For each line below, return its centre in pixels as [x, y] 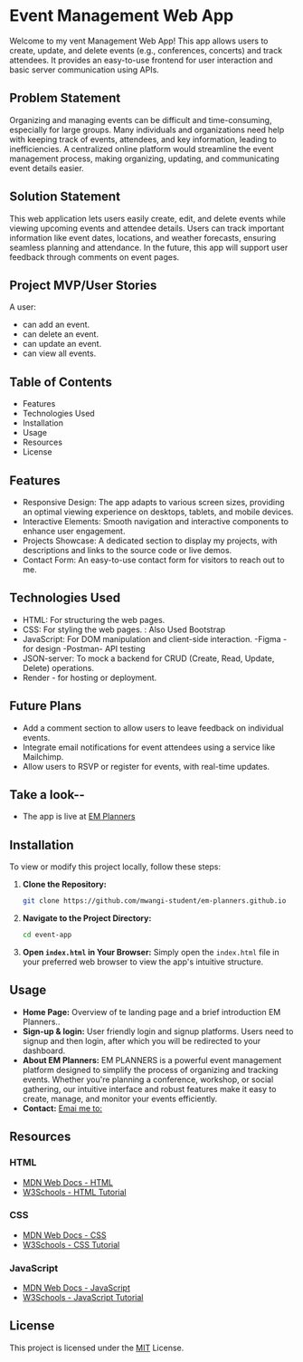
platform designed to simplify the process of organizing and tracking [150, 1069]
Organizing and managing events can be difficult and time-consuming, [141, 120]
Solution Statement [65, 197]
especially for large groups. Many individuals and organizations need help [147, 129]
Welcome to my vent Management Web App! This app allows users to [139, 41]
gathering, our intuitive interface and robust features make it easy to [149, 1089]
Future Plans [46, 706]
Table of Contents [61, 382]
